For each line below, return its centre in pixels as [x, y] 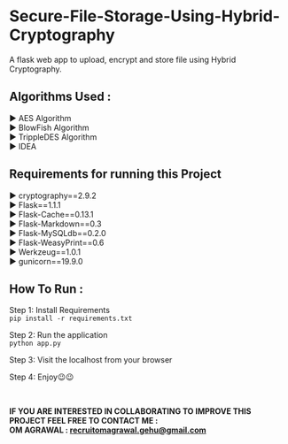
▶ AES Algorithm [40, 118]
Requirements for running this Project [115, 174]
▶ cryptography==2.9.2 [53, 195]
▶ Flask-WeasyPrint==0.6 [57, 242]
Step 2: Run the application [58, 335]
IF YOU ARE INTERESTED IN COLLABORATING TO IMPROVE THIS [130, 411]
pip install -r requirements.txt [71, 319]
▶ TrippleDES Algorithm [53, 137]
